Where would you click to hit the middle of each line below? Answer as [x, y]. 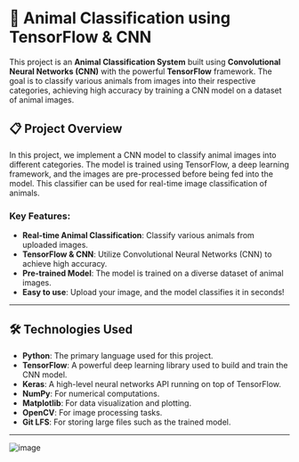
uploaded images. [55, 245]
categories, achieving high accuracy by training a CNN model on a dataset [145, 90]
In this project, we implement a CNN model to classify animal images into [143, 154]
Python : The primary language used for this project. [117, 355]
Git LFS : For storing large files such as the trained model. [126, 422]
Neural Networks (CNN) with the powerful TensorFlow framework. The [141, 71]
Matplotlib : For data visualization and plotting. [107, 403]
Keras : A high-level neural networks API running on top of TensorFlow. [152, 384]
